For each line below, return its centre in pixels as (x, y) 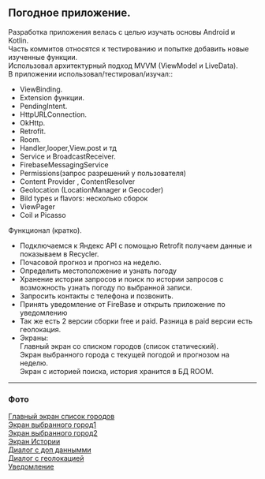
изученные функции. (43, 57)
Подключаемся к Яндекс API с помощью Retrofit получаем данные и (136, 245)
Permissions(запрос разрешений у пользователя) (103, 173)
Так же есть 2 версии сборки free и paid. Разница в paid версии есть (136, 321)
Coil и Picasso (43, 215)
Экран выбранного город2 (53, 433)
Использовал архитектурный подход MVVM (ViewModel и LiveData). (123, 65)
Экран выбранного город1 (52, 425)
